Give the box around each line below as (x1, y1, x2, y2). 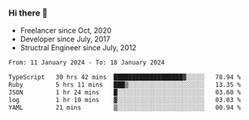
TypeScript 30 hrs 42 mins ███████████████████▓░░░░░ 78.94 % (8, 73, 242, 82)
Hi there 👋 (8, 7, 49, 19)
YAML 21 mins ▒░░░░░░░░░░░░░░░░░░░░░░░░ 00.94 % (8, 103, 242, 112)
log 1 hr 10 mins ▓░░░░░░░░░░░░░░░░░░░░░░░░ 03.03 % (8, 96, 242, 104)
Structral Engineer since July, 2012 (19, 43, 137, 53)
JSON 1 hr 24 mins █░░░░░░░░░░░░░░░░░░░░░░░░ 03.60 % (8, 88, 242, 96)
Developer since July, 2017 (19, 34, 111, 44)
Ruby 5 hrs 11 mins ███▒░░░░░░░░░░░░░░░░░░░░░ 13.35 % (8, 81, 242, 89)
